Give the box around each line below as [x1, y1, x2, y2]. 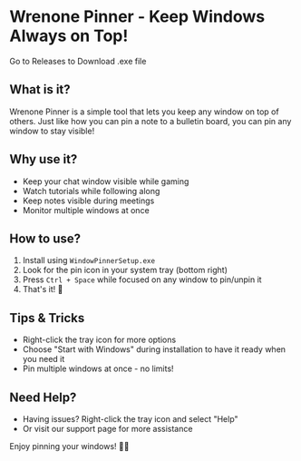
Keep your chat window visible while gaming [22, 175, 189, 187]
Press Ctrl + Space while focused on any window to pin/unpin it [22, 274, 262, 285]
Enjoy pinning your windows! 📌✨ [9, 441, 130, 451]
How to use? [9, 230, 82, 246]
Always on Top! [9, 25, 129, 46]
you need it [22, 354, 65, 365]
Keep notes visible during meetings [22, 195, 155, 206]
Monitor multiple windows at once [22, 204, 150, 215]
